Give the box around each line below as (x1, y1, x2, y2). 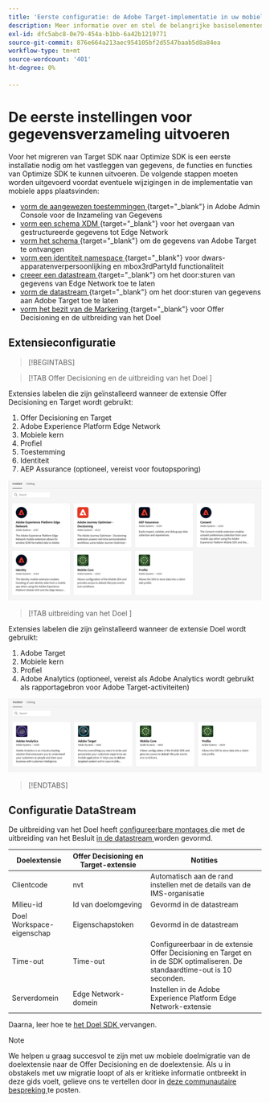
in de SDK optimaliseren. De (149, 956, 243, 965)
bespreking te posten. (8, 1084, 81, 1094)
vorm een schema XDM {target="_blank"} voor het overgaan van (19, 218, 235, 228)
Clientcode (11, 880, 48, 890)
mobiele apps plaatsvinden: (8, 186, 100, 195)
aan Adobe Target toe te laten (19, 295, 119, 305)
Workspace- (11, 920, 55, 929)
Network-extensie (149, 1002, 211, 1011)
